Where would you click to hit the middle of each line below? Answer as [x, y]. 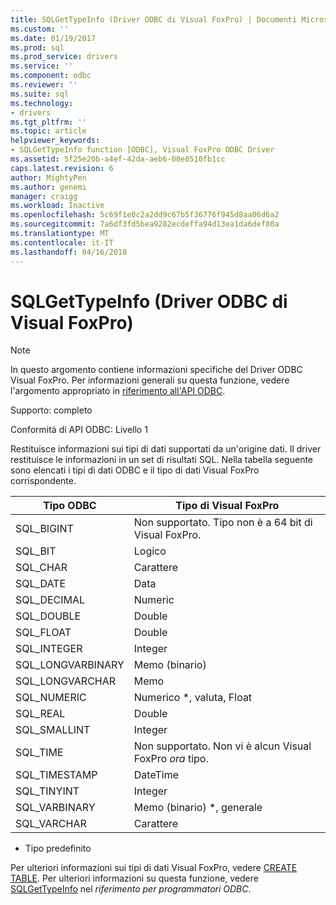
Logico [150, 551]
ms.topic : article [48, 131]
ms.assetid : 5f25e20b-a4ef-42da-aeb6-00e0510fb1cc [118, 159]
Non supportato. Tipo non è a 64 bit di [223, 523]
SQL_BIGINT [44, 529]
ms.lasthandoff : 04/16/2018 [69, 252]
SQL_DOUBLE [48, 616]
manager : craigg [44, 196]
